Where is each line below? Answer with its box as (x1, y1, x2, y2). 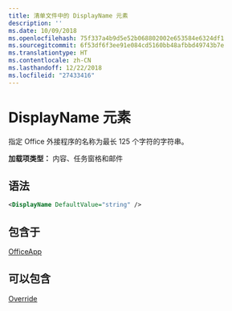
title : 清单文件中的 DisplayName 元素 (8, 11, 128, 20)
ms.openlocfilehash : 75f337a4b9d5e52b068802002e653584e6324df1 (8, 34, 225, 42)
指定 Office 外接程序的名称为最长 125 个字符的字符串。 (8, 136, 189, 146)
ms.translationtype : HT (8, 49, 88, 57)
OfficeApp (8, 247, 43, 256)
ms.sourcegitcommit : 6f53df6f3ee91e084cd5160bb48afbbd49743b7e (8, 42, 225, 50)
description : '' (8, 19, 63, 27)
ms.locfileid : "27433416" (8, 71, 95, 79)
